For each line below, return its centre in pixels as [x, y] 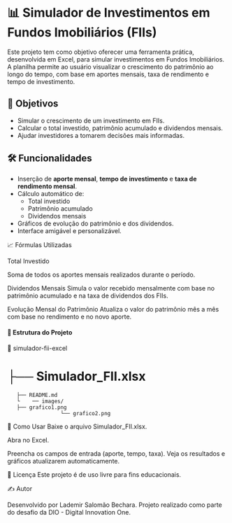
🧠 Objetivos [33, 104]
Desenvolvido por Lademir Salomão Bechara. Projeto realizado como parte [115, 505]
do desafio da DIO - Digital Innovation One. [69, 512]
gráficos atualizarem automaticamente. [64, 461]
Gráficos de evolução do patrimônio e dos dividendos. [95, 223]
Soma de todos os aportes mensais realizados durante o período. [101, 274]
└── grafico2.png [86, 413]
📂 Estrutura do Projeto [40, 333]
